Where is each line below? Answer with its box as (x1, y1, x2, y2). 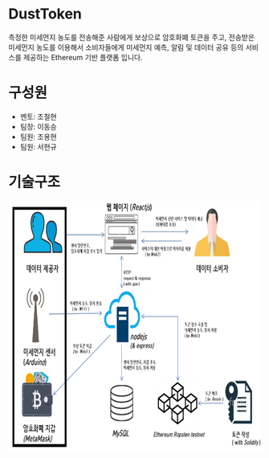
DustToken (8, 5, 83, 23)
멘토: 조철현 (19, 112, 58, 121)
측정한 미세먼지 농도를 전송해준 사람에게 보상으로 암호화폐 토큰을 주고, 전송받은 (8, 32, 255, 42)
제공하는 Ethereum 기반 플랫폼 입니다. (22, 52, 143, 62)
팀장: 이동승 (19, 121, 58, 131)
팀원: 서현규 (19, 141, 58, 151)
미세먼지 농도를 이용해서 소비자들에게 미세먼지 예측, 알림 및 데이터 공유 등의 (8, 42, 244, 52)
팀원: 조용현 (19, 132, 58, 141)
